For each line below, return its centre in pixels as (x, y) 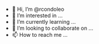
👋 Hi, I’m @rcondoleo (38, 9)
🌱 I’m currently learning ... (44, 22)
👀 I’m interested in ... (37, 15)
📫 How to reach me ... (40, 35)
